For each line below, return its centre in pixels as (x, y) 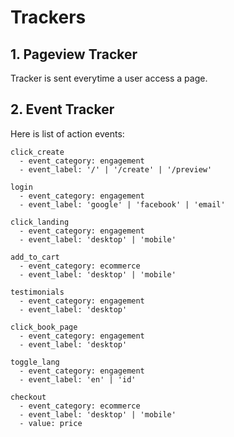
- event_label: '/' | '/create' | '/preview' (116, 169)
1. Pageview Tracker (74, 54)
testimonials (37, 292)
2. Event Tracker (62, 109)
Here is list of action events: (67, 133)
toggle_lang (35, 362)
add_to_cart (35, 257)
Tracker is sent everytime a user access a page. (109, 78)
